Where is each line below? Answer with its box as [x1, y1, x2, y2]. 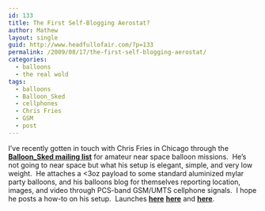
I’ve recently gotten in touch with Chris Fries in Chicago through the [8, 143, 229, 153]
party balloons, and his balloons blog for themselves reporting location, [8, 177, 241, 187]
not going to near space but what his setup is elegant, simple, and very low [8, 160, 253, 170]
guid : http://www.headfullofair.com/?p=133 [8, 41, 154, 49]
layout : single [8, 33, 59, 42]
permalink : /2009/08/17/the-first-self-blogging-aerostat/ [8, 48, 207, 56]
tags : [8, 77, 26, 85]
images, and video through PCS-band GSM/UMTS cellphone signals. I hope [8, 185, 257, 194]
